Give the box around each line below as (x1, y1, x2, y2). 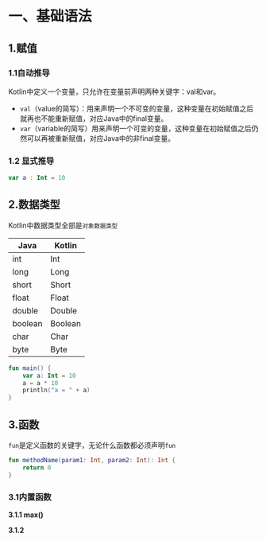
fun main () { (8, 364, 52, 372)
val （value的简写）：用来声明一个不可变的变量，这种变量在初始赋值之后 (19, 103, 254, 113)
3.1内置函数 (8, 491, 52, 502)
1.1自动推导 (8, 67, 50, 78)
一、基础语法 (8, 7, 93, 25)
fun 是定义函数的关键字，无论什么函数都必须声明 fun (8, 441, 176, 450)
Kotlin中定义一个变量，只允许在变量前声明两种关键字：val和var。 (8, 87, 221, 96)
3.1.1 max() (8, 510, 44, 520)
